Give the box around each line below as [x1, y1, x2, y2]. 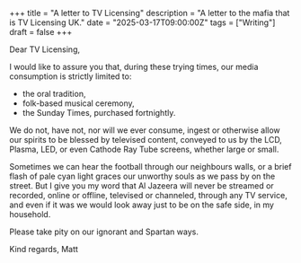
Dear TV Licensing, [9, 44, 81, 55]
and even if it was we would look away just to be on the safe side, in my [9, 199, 274, 210]
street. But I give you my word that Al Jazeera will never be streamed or [9, 180, 274, 191]
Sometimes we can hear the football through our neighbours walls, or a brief [9, 162, 292, 171]
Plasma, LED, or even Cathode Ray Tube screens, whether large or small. [9, 144, 279, 154]
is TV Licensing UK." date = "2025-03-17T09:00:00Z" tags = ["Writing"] [9, 17, 276, 28]
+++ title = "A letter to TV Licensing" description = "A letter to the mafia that [9, 8, 290, 18]
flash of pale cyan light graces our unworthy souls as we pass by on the [9, 171, 276, 181]
